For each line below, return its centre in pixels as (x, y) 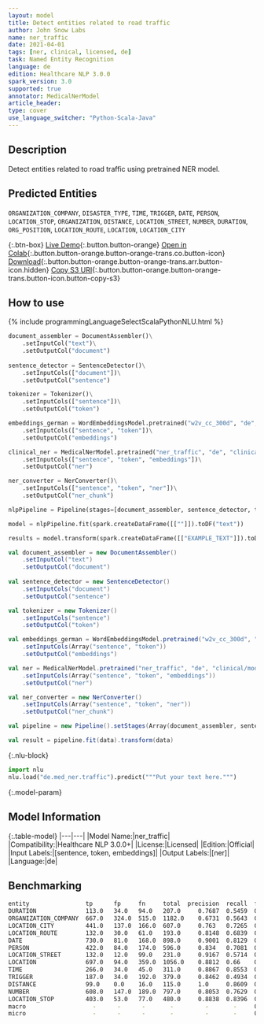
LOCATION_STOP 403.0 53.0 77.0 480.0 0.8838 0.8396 (128, 999)
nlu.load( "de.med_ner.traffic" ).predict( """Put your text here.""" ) (123, 777)
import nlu (26, 770)
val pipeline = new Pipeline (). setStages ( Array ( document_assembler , (123, 726)
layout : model (31, 15)
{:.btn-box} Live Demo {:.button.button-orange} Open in (97, 244)
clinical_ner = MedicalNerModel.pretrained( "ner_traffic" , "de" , (117, 452)
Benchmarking (45, 886)
